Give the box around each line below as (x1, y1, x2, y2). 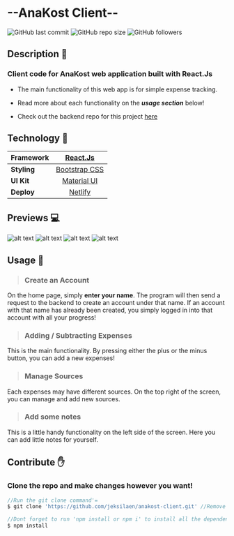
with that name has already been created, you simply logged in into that (7, 306, 213, 314)
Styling (10, 165, 36, 174)
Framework (10, 153, 49, 163)
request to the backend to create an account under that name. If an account (7, 298, 225, 306)
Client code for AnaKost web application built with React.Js (7, 69, 213, 79)
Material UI (62, 176, 98, 186)
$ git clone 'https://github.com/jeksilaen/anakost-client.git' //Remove (7, 503, 226, 510)
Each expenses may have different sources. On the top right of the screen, (7, 387, 221, 396)
